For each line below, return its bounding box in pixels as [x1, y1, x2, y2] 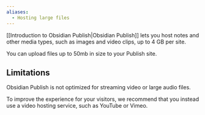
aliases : [6, 9, 29, 15]
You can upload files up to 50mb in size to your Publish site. [6, 50, 157, 57]
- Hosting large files [12, 15, 70, 21]
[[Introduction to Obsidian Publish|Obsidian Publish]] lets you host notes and [6, 31, 199, 39]
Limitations [6, 67, 50, 78]
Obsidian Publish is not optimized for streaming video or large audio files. [6, 84, 191, 91]
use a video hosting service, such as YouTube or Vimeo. [6, 102, 148, 109]
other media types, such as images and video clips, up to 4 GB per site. [6, 38, 187, 45]
